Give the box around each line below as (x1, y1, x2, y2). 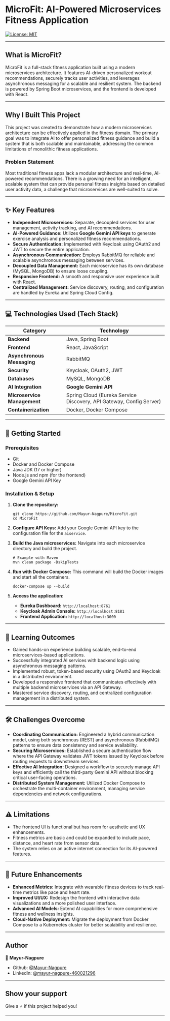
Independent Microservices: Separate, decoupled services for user (12, 219, 155, 225)
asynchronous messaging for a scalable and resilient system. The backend (5, 80, 161, 86)
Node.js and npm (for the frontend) (12, 472, 86, 478)
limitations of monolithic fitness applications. (5, 146, 98, 152)
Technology (99, 327, 129, 334)
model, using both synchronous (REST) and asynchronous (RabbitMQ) (12, 737, 159, 743)
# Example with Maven (12, 555, 58, 560)
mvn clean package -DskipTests (12, 560, 79, 565)
